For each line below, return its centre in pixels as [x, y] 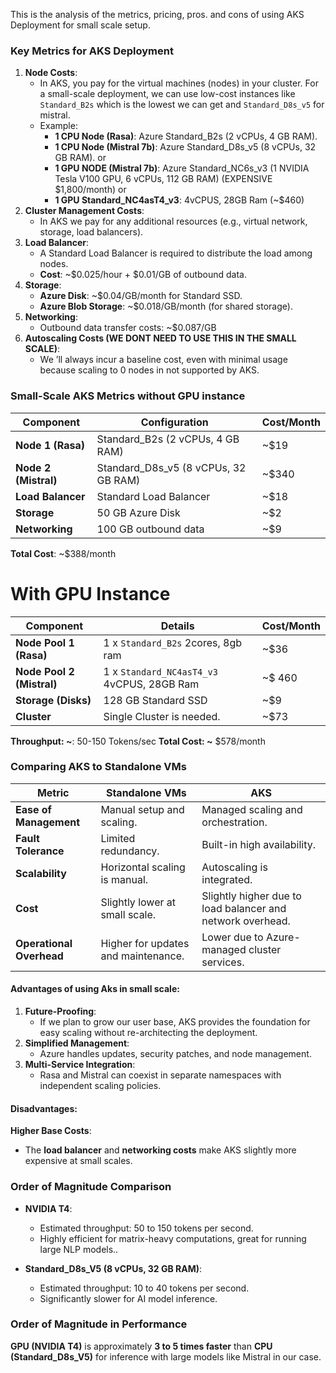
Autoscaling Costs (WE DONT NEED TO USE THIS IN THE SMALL [160, 338]
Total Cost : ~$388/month [63, 553]
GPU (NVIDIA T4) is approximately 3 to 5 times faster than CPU [141, 1346]
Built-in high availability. [259, 844]
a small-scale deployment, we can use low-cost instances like [167, 94]
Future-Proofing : [60, 1011]
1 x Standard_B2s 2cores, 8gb [173, 642]
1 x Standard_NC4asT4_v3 [160, 671]
